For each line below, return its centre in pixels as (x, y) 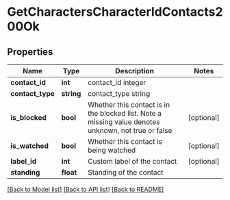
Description (135, 71)
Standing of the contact (126, 172)
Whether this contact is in (129, 105)
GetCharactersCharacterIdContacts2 (115, 12)
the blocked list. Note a (125, 113)
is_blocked (28, 117)
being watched (112, 150)
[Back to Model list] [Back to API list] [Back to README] (86, 189)
